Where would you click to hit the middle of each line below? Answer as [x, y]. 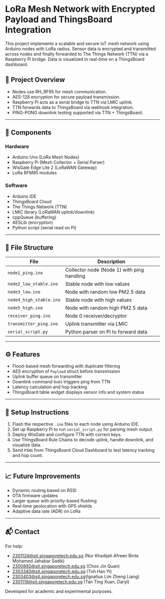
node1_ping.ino [25, 273]
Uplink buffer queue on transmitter [47, 377]
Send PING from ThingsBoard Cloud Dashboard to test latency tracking [83, 450]
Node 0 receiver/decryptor [96, 316]
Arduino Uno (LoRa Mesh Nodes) [46, 157]
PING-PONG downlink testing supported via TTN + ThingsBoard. [78, 112]
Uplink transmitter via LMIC [96, 324]
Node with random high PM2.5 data [106, 308]
